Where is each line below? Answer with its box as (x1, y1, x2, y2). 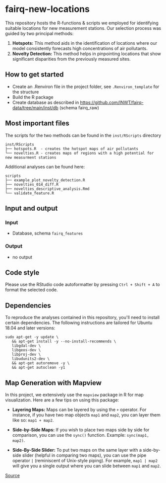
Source (5, 472, 20, 478)
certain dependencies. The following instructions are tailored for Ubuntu (5, 320, 153, 326)
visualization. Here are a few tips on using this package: (5, 397, 119, 403)
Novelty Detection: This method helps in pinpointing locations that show (12, 51, 161, 57)
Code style (5, 268, 40, 277)
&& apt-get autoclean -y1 (11, 365, 65, 370)
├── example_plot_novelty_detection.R (5, 177, 85, 182)
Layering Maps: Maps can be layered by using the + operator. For (12, 406, 147, 412)
